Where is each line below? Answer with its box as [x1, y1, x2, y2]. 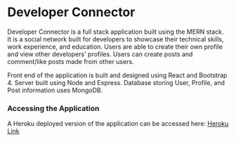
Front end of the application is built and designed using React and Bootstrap [7, 71, 228, 79]
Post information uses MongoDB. [7, 86, 103, 94]
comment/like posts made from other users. [7, 57, 135, 65]
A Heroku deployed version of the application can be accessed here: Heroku [7, 120, 229, 128]
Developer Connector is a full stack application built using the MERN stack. [7, 27, 224, 36]
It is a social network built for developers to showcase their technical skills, [7, 34, 224, 43]
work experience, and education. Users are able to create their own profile [7, 42, 223, 51]
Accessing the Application [7, 103, 100, 113]
